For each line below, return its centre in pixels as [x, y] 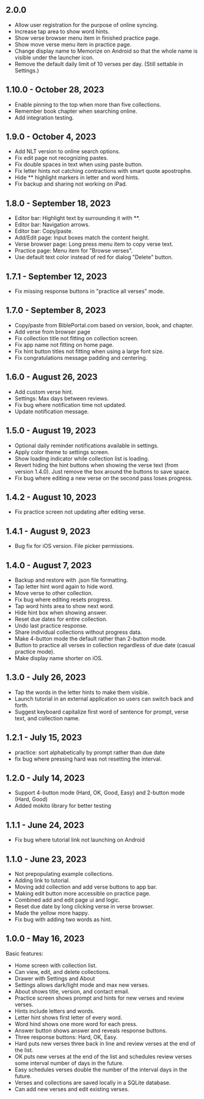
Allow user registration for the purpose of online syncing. [86, 25]
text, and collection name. [47, 718]
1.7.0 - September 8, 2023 [56, 310]
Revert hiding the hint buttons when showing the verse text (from [96, 465]
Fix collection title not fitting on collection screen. [76, 338]
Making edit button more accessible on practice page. [82, 893]
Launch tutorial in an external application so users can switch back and [104, 699]
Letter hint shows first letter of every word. [68, 1017]
